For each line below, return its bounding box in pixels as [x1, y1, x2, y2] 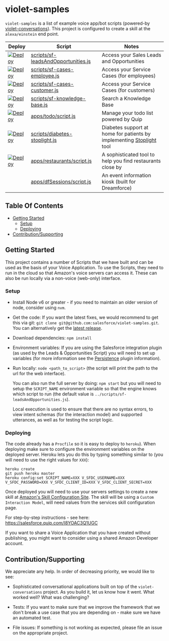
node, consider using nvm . [12, 304, 66, 311]
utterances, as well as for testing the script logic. [12, 417, 114, 423]
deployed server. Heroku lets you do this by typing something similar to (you [5, 451, 163, 457]
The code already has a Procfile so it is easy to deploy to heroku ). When [5, 441, 156, 447]
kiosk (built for [102, 178, 136, 185]
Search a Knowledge [102, 95, 151, 102]
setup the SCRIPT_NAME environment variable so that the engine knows [12, 385, 157, 391]
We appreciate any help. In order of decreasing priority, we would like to [5, 568, 155, 574]
